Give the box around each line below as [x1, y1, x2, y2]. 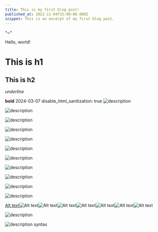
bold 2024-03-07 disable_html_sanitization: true [5, 98, 102, 104]
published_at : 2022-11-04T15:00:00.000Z [5, 12, 89, 17]
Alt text [5, 203, 20, 209]
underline [5, 89, 24, 94]
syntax [34, 221, 47, 228]
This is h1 [5, 56, 43, 68]
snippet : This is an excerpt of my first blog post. [5, 16, 115, 21]
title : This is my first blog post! [5, 7, 79, 12]
